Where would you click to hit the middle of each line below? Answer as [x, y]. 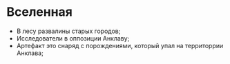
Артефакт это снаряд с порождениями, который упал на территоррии [120, 45]
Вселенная [40, 12]
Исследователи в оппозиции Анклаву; [73, 38]
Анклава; [30, 53]
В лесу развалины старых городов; [68, 31]
